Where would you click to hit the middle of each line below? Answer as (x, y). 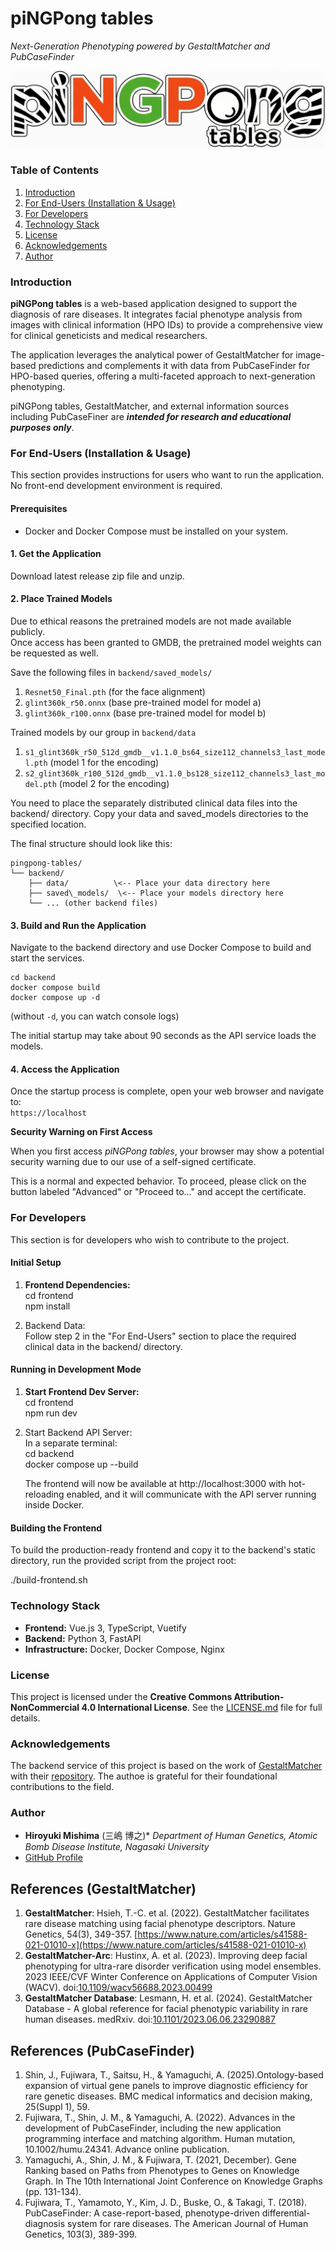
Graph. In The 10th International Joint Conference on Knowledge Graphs (173, 2181)
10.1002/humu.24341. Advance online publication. (127, 2149)
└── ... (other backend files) (93, 903)
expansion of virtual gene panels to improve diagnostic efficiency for (166, 2086)
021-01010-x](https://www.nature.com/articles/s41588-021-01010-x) (165, 1945)
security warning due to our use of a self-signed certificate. (133, 1162)
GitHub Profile (53, 1858)
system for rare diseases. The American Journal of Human (187, 2224)
